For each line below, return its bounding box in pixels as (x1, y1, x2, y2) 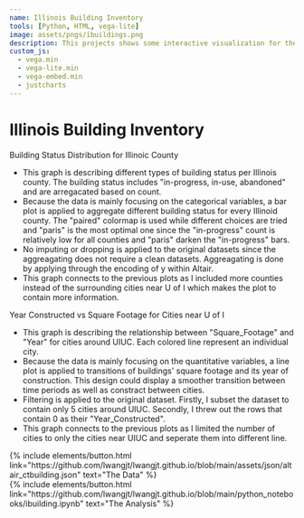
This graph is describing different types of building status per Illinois (22, 166, 278, 177)
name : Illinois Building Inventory (9, 13, 144, 23)
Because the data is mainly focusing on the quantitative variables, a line (22, 355, 290, 366)
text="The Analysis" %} (85, 498, 175, 509)
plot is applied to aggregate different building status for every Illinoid (22, 205, 278, 216)
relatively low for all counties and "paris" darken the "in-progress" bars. (22, 234, 290, 245)
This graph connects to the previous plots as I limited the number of (22, 422, 276, 434)
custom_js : (9, 47, 51, 56)
